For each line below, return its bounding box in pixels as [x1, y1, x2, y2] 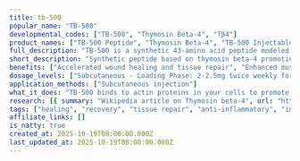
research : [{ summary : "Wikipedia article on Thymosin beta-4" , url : [9, 96, 274, 106]
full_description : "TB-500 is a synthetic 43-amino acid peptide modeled [9, 47, 290, 55]
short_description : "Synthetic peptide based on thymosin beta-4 [9, 55, 257, 64]
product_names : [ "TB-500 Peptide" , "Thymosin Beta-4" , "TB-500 [9, 38, 250, 47]
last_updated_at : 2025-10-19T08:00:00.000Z [9, 138, 174, 147]
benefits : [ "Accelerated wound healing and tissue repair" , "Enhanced [9, 64, 278, 72]
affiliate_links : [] [9, 113, 87, 122]
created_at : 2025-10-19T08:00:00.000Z [9, 130, 154, 139]
